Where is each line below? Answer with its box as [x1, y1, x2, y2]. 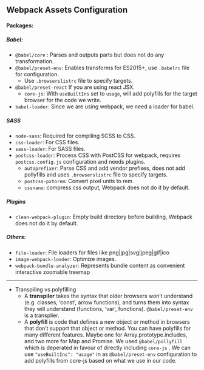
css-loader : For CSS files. [15, 138, 80, 145]
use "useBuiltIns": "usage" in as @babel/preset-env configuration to [24, 350, 197, 358]
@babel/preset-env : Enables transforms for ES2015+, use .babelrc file [15, 64, 190, 71]
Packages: [6, 21, 34, 29]
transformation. [15, 57, 54, 65]
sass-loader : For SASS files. [15, 145, 86, 152]
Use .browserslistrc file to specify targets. [24, 77, 133, 84]
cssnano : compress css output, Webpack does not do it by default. [24, 184, 190, 191]
